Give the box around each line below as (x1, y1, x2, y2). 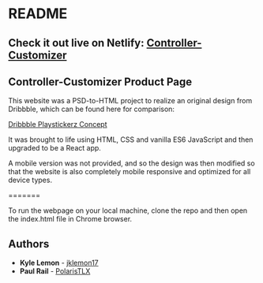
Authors (8, 237, 50, 251)
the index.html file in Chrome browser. (8, 214, 133, 224)
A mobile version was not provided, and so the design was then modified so (8, 158, 255, 168)
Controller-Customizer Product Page (8, 75, 192, 88)
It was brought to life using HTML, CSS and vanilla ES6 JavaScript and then (8, 135, 254, 144)
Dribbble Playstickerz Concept (8, 120, 107, 129)
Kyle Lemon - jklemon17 (19, 258, 99, 268)
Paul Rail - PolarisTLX (19, 266, 91, 276)
